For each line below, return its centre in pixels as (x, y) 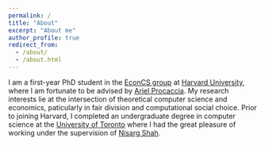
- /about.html (38, 60)
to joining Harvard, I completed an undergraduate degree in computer (122, 116)
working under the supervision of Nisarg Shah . (84, 132)
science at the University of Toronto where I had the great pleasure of (122, 124)
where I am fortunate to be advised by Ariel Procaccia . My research (119, 90)
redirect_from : (33, 45)
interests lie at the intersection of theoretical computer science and (118, 99)
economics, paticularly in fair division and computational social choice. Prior (133, 107)
